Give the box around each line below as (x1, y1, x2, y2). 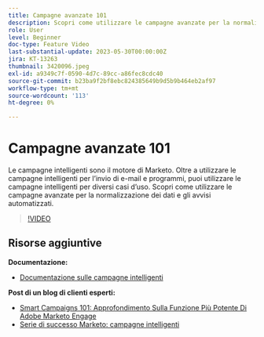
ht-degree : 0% (8, 99, 55, 107)
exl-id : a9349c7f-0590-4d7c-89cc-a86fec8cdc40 (8, 70, 163, 78)
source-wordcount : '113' (8, 92, 90, 100)
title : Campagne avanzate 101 (8, 11, 108, 20)
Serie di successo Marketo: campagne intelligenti (19, 319, 180, 329)
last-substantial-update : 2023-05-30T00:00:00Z (8, 48, 167, 56)
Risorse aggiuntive (8, 237, 102, 250)
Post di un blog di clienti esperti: (8, 288, 115, 297)
